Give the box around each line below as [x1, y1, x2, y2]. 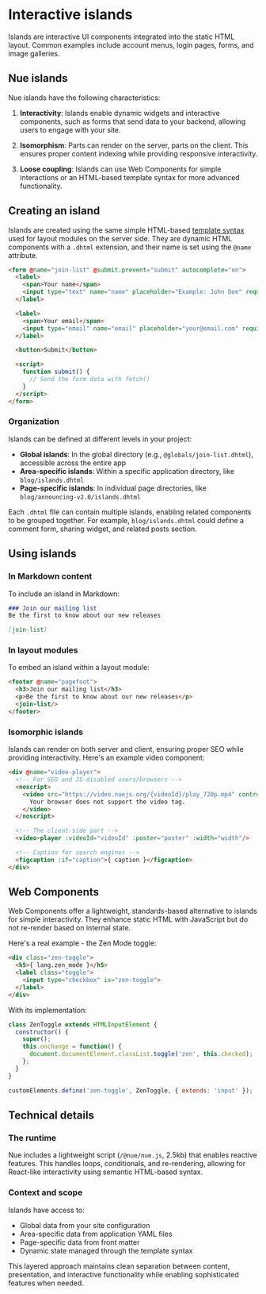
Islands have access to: [8, 1205, 85, 1215]
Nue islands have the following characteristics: [8, 93, 161, 102]
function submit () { [22, 368, 90, 376]
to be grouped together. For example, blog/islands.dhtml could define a [8, 515, 244, 525]
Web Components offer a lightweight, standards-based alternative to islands [8, 907, 257, 916]
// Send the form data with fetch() [28, 375, 150, 383]
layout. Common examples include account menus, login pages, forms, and [8, 40, 254, 49]
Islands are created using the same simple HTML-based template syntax [8, 225, 245, 235]
